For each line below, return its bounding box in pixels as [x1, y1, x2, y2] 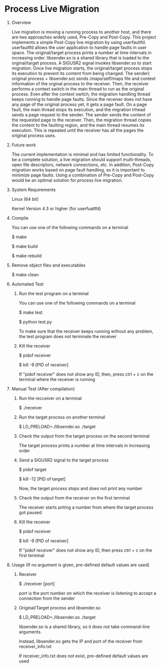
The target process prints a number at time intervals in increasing [18, 442, 150, 448]
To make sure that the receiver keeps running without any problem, [18, 328, 154, 334]
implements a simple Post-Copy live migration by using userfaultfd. [11, 39, 146, 45]
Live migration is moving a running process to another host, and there [11, 29, 151, 35]
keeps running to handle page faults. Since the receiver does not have [11, 96, 153, 102]
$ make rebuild [11, 252, 42, 259]
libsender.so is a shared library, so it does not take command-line [18, 624, 150, 630]
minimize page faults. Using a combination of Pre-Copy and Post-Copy [11, 172, 154, 178]
